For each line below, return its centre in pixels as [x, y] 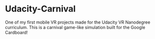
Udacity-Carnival [41, 9]
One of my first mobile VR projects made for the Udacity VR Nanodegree [78, 22]
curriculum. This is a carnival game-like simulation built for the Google [75, 27]
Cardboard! [17, 32]
